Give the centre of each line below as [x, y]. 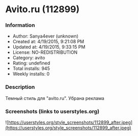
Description [20, 87]
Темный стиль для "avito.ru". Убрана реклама [55, 98]
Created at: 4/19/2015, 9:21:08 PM [48, 42]
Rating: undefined [31, 63]
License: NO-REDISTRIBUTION [45, 52]
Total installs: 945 [31, 69]
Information [20, 25]
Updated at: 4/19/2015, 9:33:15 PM [49, 47]
